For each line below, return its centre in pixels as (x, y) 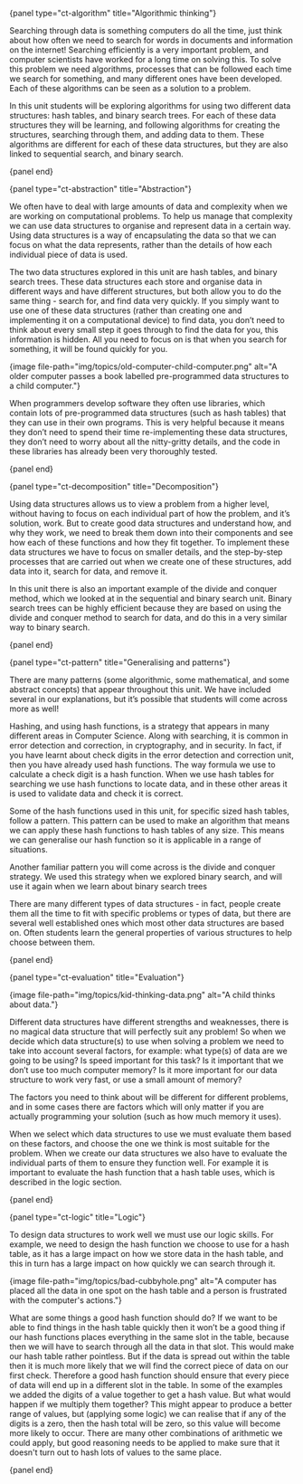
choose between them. (52, 942)
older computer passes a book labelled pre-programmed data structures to (149, 376)
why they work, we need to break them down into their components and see (151, 533)
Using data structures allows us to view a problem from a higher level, (139, 504)
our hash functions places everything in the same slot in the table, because (149, 1337)
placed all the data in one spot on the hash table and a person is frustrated (148, 1290)
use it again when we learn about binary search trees (109, 886)
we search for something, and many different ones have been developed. (146, 79)
